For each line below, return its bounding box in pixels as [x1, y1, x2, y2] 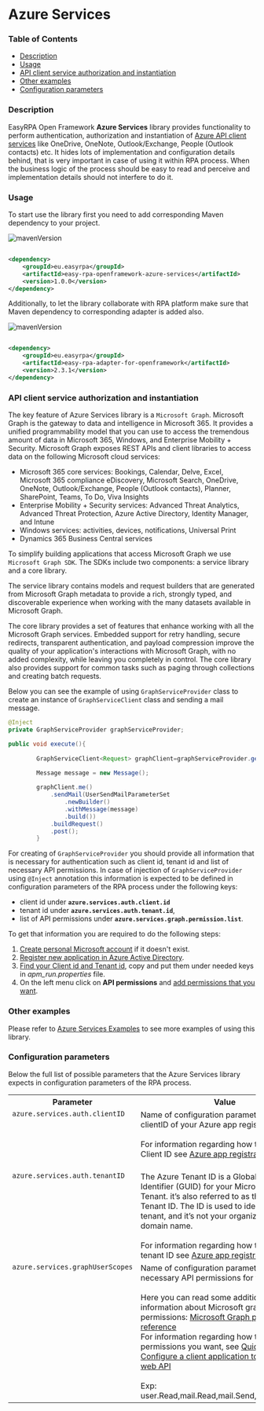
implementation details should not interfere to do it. [8, 172, 174, 181]
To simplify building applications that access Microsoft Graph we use [8, 549, 232, 559]
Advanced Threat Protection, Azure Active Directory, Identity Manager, [19, 509, 249, 519]
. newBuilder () [64, 798, 111, 806]
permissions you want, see [140, 1341, 240, 1352]
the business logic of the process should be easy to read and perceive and [8, 163, 250, 174]
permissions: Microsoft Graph [140, 1311, 250, 1322]
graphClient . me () [36, 783, 93, 791]
